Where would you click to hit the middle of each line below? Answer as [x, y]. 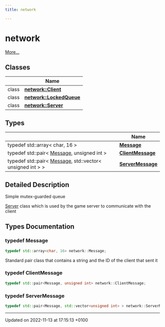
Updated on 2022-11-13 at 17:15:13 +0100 [47, 320]
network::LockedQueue [52, 97]
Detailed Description [37, 185]
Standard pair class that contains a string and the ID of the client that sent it [82, 260]
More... [12, 52]
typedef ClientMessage [34, 273]
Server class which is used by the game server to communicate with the [78, 206]
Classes [18, 67]
